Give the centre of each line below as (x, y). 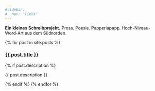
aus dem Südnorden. (45, 33)
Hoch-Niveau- (136, 28)
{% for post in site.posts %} (33, 42)
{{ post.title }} (22, 55)
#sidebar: (15, 9)
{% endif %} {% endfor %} (32, 84)
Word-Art (14, 33)
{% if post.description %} (30, 65)
